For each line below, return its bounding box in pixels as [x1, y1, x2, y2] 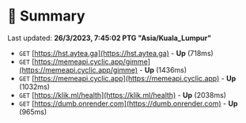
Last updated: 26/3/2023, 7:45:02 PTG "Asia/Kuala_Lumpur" [7, 33, 211, 43]
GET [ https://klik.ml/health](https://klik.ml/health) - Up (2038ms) [18, 90, 227, 99]
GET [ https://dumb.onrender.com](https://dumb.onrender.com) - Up [18, 99, 238, 108]
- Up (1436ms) [139, 65, 187, 74]
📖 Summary [7, 7, 85, 25]
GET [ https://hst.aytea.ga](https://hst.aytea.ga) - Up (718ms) [18, 48, 214, 58]
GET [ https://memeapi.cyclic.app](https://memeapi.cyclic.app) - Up [18, 73, 237, 83]
